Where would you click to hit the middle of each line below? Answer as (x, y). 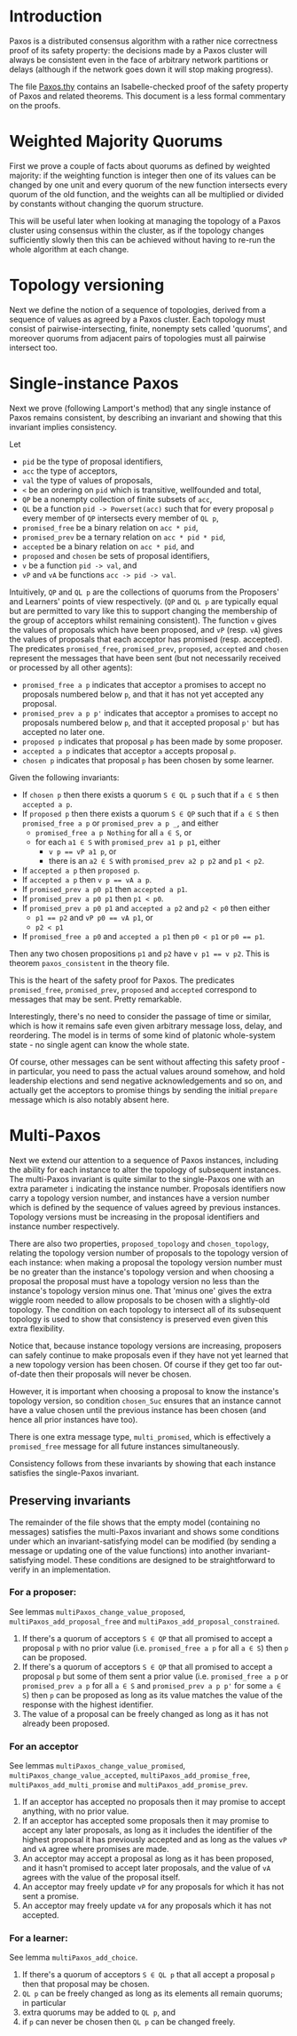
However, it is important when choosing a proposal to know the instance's (144, 1391)
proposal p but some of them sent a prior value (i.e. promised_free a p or (155, 1676)
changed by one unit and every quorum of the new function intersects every (148, 185)
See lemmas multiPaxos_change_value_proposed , (98, 1611)
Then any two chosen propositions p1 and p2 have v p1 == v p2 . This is (140, 954)
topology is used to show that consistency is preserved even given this (139, 1319)
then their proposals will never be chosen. (115, 1374)
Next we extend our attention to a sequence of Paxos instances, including (144, 1160)
